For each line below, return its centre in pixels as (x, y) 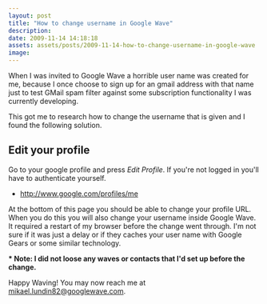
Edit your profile (49, 150)
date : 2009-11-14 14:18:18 (53, 38)
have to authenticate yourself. (57, 178)
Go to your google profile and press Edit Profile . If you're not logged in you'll (134, 170)
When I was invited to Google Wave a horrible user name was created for (129, 76)
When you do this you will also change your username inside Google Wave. (132, 218)
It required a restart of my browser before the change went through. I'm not (132, 226)
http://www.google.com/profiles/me (79, 194)
